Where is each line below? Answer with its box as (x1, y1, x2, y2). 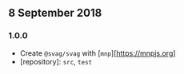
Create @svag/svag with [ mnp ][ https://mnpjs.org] (19, 48, 176, 58)
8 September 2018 (8, 6, 102, 20)
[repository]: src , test (19, 56, 93, 66)
